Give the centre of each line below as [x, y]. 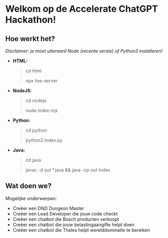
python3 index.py [44, 140]
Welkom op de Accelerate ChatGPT [82, 9]
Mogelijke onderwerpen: [31, 198]
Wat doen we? [28, 186]
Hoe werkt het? [30, 39]
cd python [36, 130]
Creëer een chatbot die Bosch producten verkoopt [66, 219]
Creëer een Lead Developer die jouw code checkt [65, 213]
